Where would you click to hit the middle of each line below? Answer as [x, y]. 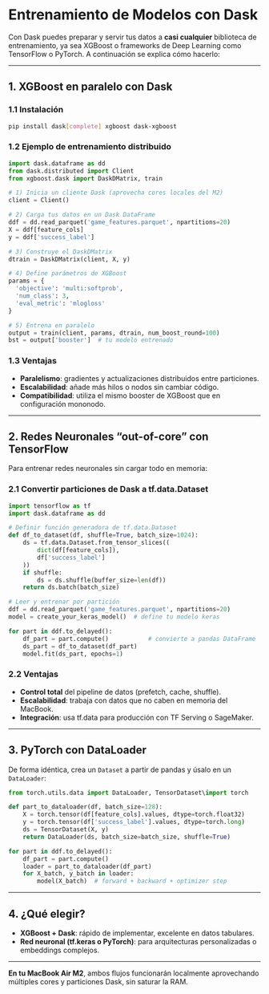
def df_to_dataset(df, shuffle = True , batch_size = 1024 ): [103, 535]
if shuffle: [42, 572]
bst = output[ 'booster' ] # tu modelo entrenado [91, 340]
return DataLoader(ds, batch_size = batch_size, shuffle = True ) [126, 837]
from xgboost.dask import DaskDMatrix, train [85, 178]
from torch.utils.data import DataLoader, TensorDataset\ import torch [128, 793]
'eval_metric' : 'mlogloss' [60, 303]
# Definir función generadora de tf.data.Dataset [93, 528]
